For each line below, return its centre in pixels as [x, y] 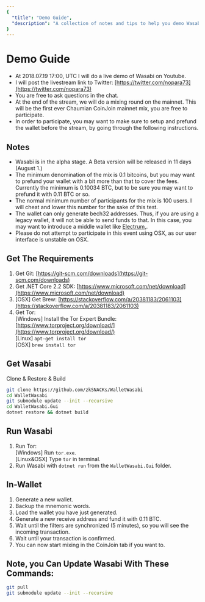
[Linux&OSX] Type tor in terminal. [58, 459]
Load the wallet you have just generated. [66, 512]
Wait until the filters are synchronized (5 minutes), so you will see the [102, 525]
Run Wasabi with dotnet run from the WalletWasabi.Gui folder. [93, 465]
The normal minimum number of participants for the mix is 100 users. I [103, 201]
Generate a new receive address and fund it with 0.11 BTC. [88, 518]
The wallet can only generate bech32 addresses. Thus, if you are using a [107, 213]
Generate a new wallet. [44, 499]
